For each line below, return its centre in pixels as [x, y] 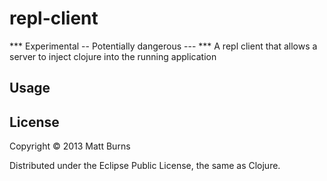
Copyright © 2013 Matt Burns [70, 146]
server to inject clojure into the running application [113, 56]
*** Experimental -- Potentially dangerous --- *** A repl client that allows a [163, 46]
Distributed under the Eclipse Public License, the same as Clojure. [145, 166]
